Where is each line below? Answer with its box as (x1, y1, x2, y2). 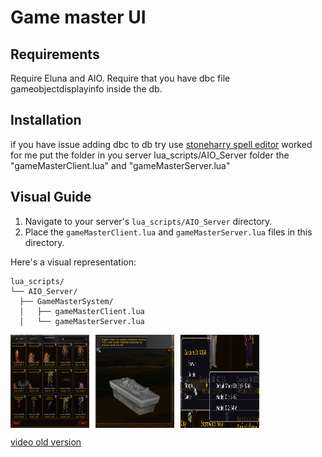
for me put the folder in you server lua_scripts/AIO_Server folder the (10, 149, 290, 161)
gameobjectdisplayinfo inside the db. (10, 83, 163, 95)
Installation (10, 112, 82, 129)
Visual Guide (10, 189, 92, 206)
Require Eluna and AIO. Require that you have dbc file (10, 72, 231, 84)
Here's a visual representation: (10, 256, 137, 268)
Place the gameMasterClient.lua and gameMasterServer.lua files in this (24, 226, 313, 238)
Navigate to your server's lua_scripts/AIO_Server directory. (24, 215, 273, 227)
